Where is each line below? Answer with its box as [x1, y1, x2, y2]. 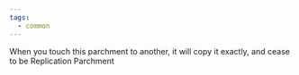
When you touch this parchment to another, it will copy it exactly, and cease [9, 46, 291, 56]
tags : [9, 12, 30, 22]
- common [17, 21, 50, 30]
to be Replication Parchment [9, 55, 114, 66]
